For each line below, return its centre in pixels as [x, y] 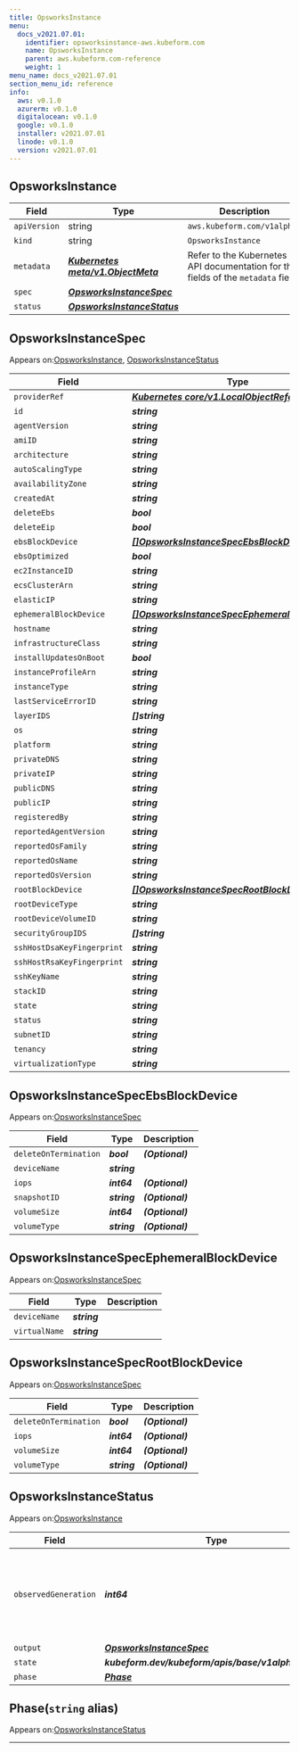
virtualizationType [55, 1064]
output [28, 1648]
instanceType [41, 687]
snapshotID [36, 1198]
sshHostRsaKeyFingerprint [69, 963]
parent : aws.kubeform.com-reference [93, 59]
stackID [30, 992]
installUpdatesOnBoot [59, 658]
